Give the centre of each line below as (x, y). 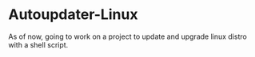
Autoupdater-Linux (73, 15)
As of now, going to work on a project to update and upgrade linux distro (128, 36)
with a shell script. (38, 44)
